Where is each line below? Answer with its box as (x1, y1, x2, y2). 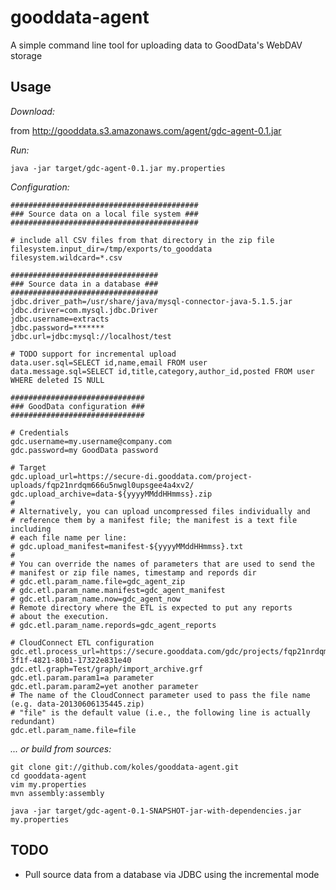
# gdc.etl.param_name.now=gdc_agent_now (10, 594, 182, 604)
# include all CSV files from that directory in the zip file (10, 235, 275, 245)
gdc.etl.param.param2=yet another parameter (10, 681, 199, 691)
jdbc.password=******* (10, 322, 105, 333)
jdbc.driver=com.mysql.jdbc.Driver (10, 305, 159, 315)
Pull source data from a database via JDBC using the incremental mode (24, 868, 320, 880)
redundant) (10, 716, 56, 726)
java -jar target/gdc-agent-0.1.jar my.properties (10, 163, 226, 173)
